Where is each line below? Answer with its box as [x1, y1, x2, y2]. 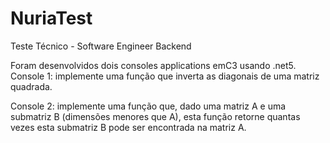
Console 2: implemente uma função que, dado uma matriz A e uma [10, 100, 287, 112]
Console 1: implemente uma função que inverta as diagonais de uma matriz [10, 70, 320, 82]
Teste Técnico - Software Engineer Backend [10, 40, 192, 52]
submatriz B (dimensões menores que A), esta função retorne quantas [10, 110, 301, 122]
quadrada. [10, 80, 53, 92]
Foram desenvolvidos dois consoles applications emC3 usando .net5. [10, 59, 297, 71]
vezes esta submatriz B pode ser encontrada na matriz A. [10, 121, 247, 133]
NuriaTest [10, 7, 93, 30]
